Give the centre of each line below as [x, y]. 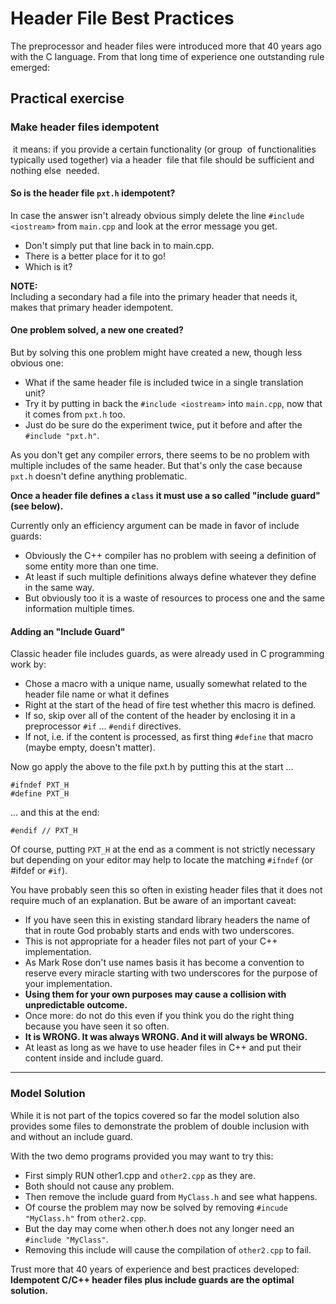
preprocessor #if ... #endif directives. [103, 726]
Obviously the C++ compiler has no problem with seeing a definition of [170, 556]
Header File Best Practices [122, 18]
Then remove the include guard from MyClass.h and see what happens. [171, 1196]
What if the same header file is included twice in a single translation [164, 383]
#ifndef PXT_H [40, 785]
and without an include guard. [71, 1136]
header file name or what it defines [97, 694]
